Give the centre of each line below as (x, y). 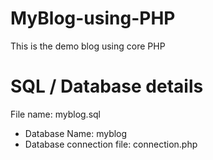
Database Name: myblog (76, 133)
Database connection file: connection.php (111, 144)
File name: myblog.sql (55, 114)
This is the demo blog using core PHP (88, 46)
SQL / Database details (107, 86)
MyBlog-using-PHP (93, 18)
